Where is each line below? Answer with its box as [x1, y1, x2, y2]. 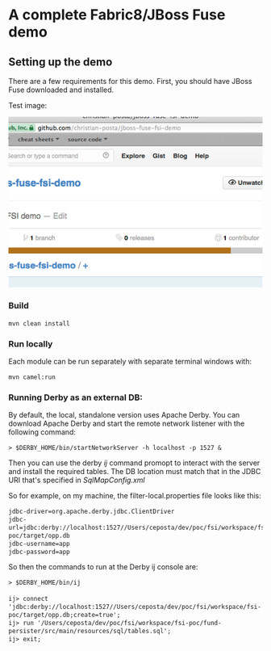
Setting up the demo [8, 55, 113, 69]
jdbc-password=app [8, 548, 70, 556]
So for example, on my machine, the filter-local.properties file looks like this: [8, 491, 262, 501]
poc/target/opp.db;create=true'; [8, 611, 121, 619]
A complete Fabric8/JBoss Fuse [8, 6, 226, 24]
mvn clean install [8, 319, 70, 328]
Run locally [8, 338, 53, 349]
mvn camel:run [8, 373, 56, 381]
